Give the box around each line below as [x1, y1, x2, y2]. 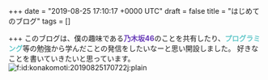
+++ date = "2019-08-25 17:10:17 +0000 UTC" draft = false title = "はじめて [8, 6, 260, 15]
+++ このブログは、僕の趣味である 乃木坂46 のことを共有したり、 [8, 34, 225, 43]
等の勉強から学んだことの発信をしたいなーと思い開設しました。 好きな [23, 44, 259, 53]
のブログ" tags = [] [8, 16, 71, 26]
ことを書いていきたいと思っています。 [8, 54, 135, 63]
